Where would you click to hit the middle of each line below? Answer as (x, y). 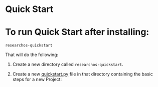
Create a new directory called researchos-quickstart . (68, 64)
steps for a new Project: (37, 79)
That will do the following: (32, 55)
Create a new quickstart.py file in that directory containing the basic (83, 74)
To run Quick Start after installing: (77, 32)
